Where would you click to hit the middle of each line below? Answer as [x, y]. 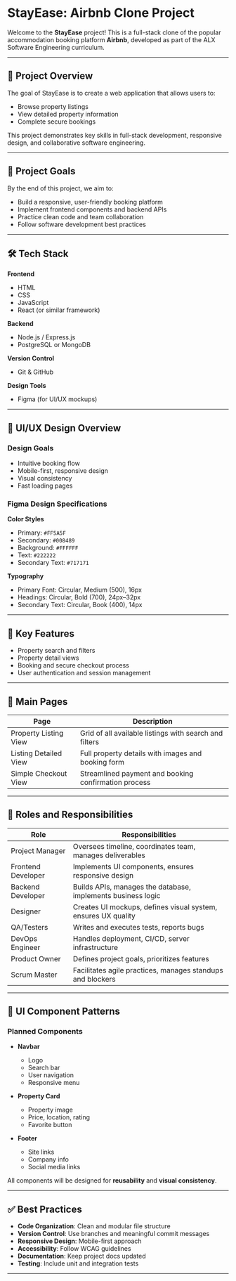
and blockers [94, 979]
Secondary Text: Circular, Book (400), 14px [80, 605]
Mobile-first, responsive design [63, 471]
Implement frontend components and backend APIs [92, 209]
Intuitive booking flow [49, 463]
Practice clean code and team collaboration [80, 216]
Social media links [54, 1167]
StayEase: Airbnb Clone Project [101, 13]
